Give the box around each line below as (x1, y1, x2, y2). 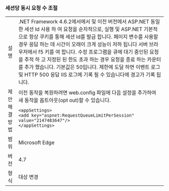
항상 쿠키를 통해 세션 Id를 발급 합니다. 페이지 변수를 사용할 (29, 33, 158, 40)
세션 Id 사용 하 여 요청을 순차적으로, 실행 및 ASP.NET (24, 26, 143, 33)
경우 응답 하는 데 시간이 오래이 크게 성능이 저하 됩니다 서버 (18, 41, 148, 48)
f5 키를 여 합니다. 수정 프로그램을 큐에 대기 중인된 (38, 49, 148, 56)
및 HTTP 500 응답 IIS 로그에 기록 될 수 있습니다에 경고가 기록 (18, 71, 155, 78)
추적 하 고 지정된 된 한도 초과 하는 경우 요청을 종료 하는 (24, 56, 146, 63)
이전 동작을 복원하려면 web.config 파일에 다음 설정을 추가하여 (18, 89, 156, 97)
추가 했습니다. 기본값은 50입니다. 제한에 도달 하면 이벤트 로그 (24, 64, 160, 71)
